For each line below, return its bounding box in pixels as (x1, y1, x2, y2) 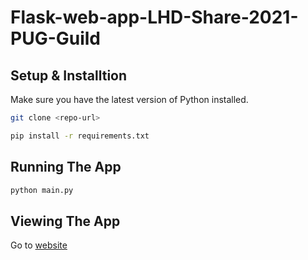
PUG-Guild (10, 27, 102, 50)
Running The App (10, 159, 122, 176)
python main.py (10, 185, 74, 195)
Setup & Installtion (10, 67, 128, 84)
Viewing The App (10, 212, 121, 230)
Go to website (10, 239, 68, 251)
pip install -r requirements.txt (10, 131, 150, 141)
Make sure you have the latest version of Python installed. (10, 94, 249, 105)
